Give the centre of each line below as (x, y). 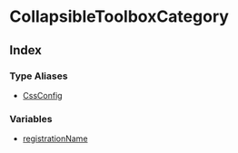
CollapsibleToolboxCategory (119, 17)
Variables (31, 119)
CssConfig (42, 95)
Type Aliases (39, 76)
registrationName (55, 139)
